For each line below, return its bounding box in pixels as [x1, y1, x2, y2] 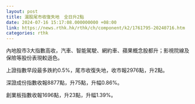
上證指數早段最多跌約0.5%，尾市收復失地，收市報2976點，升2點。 [6, 67, 169, 74]
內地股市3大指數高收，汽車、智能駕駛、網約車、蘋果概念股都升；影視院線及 [6, 47, 190, 54]
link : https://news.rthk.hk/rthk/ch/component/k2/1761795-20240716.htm [6, 25, 185, 31]
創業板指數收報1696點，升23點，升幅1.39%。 [6, 92, 116, 99]
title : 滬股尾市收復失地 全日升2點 [6, 14, 84, 20]
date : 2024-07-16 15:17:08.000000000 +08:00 [6, 19, 117, 25]
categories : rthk [6, 30, 49, 36]
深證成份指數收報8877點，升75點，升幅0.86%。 [6, 79, 123, 86]
